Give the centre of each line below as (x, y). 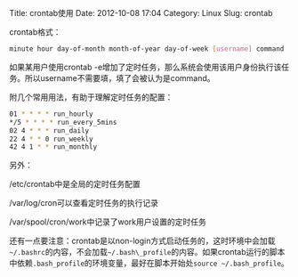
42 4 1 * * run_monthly (53, 147)
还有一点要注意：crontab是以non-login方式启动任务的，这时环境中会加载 (142, 241)
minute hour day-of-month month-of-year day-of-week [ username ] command (147, 49)
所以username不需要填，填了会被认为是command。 (120, 77)
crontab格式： (35, 32)
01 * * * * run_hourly (51, 114)
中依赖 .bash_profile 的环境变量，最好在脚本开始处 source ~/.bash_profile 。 (149, 263)
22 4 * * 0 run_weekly (51, 139)
